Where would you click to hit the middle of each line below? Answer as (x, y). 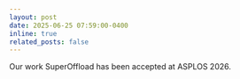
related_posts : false (49, 42)
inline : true (33, 33)
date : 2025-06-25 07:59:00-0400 (69, 25)
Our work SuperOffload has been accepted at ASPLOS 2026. (120, 67)
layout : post (33, 17)
